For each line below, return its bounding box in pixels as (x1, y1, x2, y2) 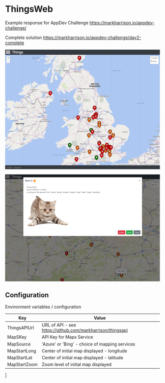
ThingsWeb (5, 3, 53, 15)
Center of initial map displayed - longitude (41, 348, 128, 353)
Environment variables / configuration (5, 304, 82, 310)
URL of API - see (41, 322, 76, 328)
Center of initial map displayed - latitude (41, 355, 124, 361)
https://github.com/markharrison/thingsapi (41, 327, 128, 333)
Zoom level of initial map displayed (41, 361, 112, 368)
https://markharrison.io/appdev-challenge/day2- (43, 35, 141, 40)
